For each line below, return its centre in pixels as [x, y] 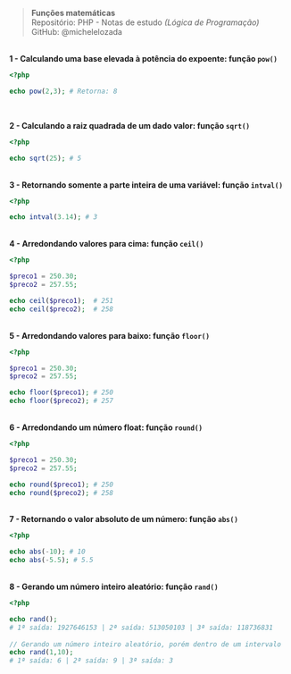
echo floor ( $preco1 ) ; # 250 [62, 392]
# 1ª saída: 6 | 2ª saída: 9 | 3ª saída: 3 [91, 661]
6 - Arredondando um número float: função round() [106, 427]
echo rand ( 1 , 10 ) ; [42, 653]
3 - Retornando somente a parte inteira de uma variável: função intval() [146, 185]
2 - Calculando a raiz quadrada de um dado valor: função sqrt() [129, 125]
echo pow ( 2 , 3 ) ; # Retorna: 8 [63, 91]
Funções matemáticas [73, 13]
